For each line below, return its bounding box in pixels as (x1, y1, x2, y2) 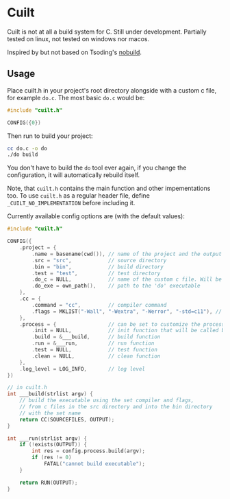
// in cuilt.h (7, 384, 48, 391)
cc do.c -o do (7, 145, 48, 152)
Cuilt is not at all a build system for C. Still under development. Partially (7, 27, 207, 36)
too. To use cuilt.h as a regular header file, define (7, 192, 151, 200)
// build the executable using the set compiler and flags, (19, 397, 194, 404)
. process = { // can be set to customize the (19, 321, 201, 327)
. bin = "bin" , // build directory (31, 263, 164, 270)
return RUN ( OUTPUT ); (19, 479, 78, 486)
